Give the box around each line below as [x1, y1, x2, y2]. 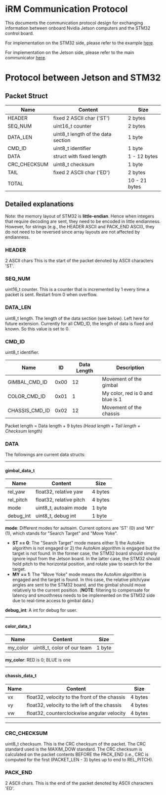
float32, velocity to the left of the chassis [26, 702, 122, 709]
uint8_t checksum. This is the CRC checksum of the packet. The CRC [5, 741, 146, 747]
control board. [5, 30, 34, 36]
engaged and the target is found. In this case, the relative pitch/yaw [12, 577, 150, 583]
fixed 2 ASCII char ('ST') [53, 115, 110, 122]
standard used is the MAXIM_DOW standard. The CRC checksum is [5, 746, 142, 752]
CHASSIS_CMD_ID [7, 407, 50, 414]
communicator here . [5, 54, 46, 60]
